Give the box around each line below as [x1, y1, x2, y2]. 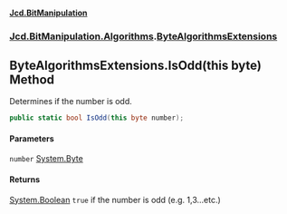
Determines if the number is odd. [9, 96, 133, 107]
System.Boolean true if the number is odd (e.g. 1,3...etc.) [9, 194, 222, 205]
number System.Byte [9, 153, 83, 164]
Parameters [9, 132, 54, 144]
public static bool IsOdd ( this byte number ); [9, 113, 184, 122]
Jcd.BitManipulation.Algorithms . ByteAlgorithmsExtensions [9, 30, 278, 43]
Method [9, 72, 55, 87]
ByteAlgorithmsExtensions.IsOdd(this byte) [9, 57, 263, 73]
